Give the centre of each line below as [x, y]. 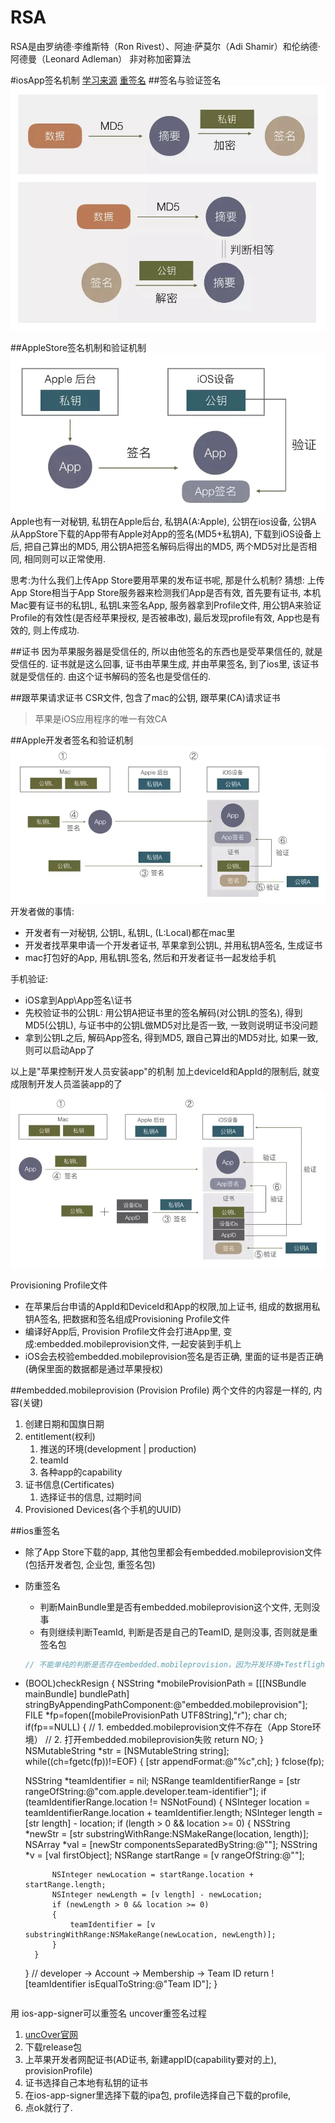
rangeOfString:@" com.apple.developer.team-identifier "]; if [145, 1792]
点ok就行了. [48, 2108]
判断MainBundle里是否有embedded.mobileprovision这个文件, [165, 1607]
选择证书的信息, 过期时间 [90, 1497]
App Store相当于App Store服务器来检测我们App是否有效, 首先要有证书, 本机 [166, 593]
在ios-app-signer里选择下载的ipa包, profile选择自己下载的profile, [158, 2095]
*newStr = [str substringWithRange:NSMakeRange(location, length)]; [167, 1834]
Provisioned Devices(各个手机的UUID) [103, 1509]
